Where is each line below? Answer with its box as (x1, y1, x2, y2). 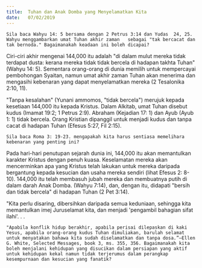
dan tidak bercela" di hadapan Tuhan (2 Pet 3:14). (6, 188, 130, 195)
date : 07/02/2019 (6, 15, 55, 21)
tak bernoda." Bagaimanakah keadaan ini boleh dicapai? (6, 42, 150, 48)
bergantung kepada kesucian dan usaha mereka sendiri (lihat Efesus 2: (6, 169, 183, 176)
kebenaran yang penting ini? (6, 139, 80, 145)
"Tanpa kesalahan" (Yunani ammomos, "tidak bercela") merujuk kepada (6, 96, 185, 103)
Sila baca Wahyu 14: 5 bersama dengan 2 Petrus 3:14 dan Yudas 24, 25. (6, 31, 193, 37)
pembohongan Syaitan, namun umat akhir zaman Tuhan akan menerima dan (6, 71, 196, 79)
